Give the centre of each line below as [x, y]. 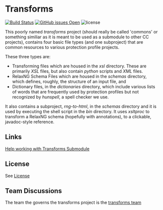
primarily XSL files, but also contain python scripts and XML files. [77, 71]
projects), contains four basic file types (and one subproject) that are [74, 42]
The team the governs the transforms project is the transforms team [73, 203]
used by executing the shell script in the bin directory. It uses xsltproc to [77, 111]
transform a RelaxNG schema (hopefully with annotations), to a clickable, [78, 116]
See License [18, 176]
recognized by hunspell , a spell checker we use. [60, 97]
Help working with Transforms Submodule [47, 148]
